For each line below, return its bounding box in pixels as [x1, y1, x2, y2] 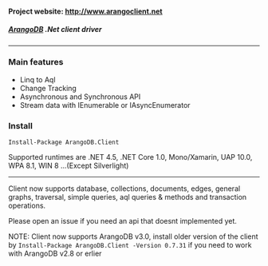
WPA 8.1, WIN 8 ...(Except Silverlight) [8, 161, 129, 171]
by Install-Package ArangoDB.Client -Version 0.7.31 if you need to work [8, 240, 252, 250]
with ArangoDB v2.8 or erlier [8, 248, 102, 259]
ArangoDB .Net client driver [8, 25, 102, 34]
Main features [8, 57, 64, 68]
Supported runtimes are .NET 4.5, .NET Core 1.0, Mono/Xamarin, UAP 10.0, [8, 153, 253, 162]
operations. [8, 200, 46, 211]
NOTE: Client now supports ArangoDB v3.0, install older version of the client [8, 232, 258, 241]
